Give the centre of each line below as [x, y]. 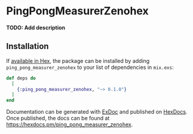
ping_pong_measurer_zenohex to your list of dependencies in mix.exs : [90, 67]
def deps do [21, 78]
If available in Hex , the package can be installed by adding [78, 60]
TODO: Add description [36, 28]
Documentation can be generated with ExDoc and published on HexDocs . [97, 112]
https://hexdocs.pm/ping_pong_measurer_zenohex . [70, 124]
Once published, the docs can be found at [58, 118]
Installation [27, 46]
